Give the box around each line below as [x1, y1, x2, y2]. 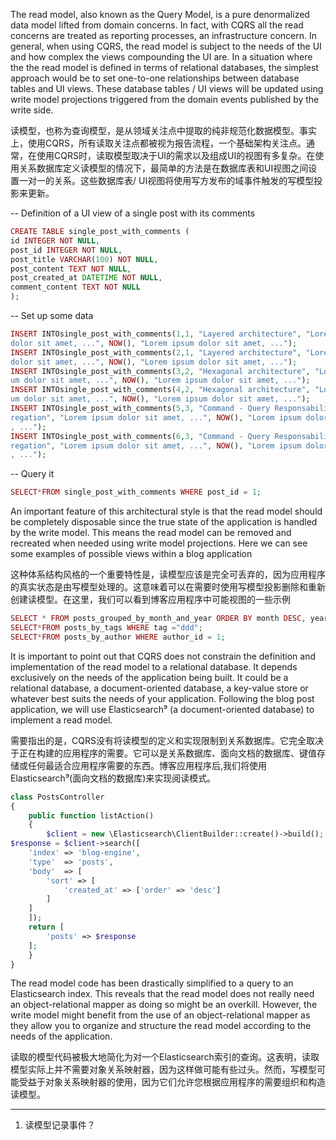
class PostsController [10, 792, 105, 802]
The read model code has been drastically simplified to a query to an [10, 977, 294, 989]
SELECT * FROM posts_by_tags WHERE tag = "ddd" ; [10, 623, 203, 633]
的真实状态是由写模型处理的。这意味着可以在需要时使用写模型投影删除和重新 [10, 581, 326, 593]
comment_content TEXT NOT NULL [10, 282, 141, 293]
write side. [10, 104, 54, 116]
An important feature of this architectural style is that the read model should [10, 505, 323, 518]
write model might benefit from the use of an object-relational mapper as [10, 1009, 311, 1021]
